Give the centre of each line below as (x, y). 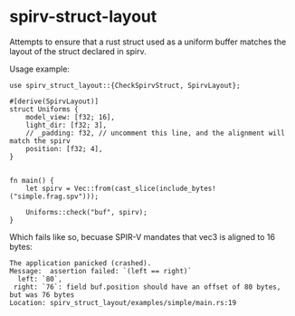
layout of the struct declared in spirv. (78, 51)
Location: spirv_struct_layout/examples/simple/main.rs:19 (123, 302)
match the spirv (40, 141)
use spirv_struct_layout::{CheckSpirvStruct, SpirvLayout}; (125, 85)
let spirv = (48, 188)
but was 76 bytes (42, 295)
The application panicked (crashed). (81, 263)
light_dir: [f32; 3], (66, 125)
